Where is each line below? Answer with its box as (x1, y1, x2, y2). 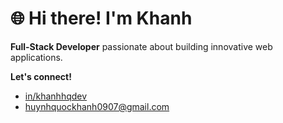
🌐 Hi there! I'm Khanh (10, 7, 193, 30)
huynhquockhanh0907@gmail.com (24, 100, 170, 112)
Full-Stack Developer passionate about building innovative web (10, 40, 273, 52)
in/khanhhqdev (24, 90, 88, 102)
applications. (10, 51, 63, 63)
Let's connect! (10, 70, 72, 82)
